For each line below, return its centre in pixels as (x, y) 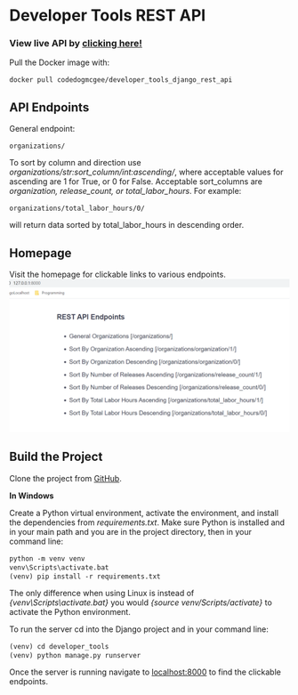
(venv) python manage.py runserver (75, 655)
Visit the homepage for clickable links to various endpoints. (118, 275)
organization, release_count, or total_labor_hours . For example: (125, 191)
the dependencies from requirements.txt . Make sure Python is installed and (147, 522)
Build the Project (56, 457)
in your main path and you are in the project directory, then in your (130, 531)
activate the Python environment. (70, 611)
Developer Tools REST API (108, 16)
